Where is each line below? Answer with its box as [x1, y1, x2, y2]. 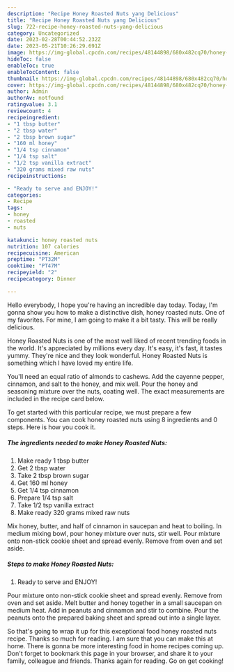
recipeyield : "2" [7, 269, 58, 276]
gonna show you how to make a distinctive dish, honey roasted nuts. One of [7, 308, 225, 316]
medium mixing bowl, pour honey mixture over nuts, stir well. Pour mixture [7, 529, 221, 537]
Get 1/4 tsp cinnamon [17, 486, 79, 494]
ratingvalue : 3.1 [7, 101, 58, 108]
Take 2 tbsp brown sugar [17, 471, 89, 479]
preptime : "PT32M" [7, 256, 61, 263]
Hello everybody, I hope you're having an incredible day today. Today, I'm [7, 301, 218, 309]
